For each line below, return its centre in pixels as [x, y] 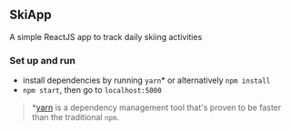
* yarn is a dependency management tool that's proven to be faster [156, 107]
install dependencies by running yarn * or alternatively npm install [146, 80]
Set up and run [42, 60]
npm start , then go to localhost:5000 [92, 90]
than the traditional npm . [75, 117]
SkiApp [30, 15]
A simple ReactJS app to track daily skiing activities [106, 36]
